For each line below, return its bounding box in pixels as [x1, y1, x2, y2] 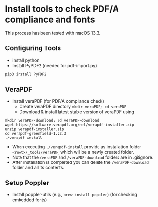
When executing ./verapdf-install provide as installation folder [12, 143, 141, 150]
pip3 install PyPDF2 [5, 72, 47, 77]
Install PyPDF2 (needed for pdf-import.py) [12, 62, 97, 68]
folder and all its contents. [12, 164, 65, 170]
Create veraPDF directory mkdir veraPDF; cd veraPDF [19, 103, 127, 109]
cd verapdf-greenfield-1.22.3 [5, 131, 67, 136]
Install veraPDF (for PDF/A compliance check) [12, 98, 105, 104]
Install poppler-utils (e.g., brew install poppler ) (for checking [12, 192, 138, 198]
